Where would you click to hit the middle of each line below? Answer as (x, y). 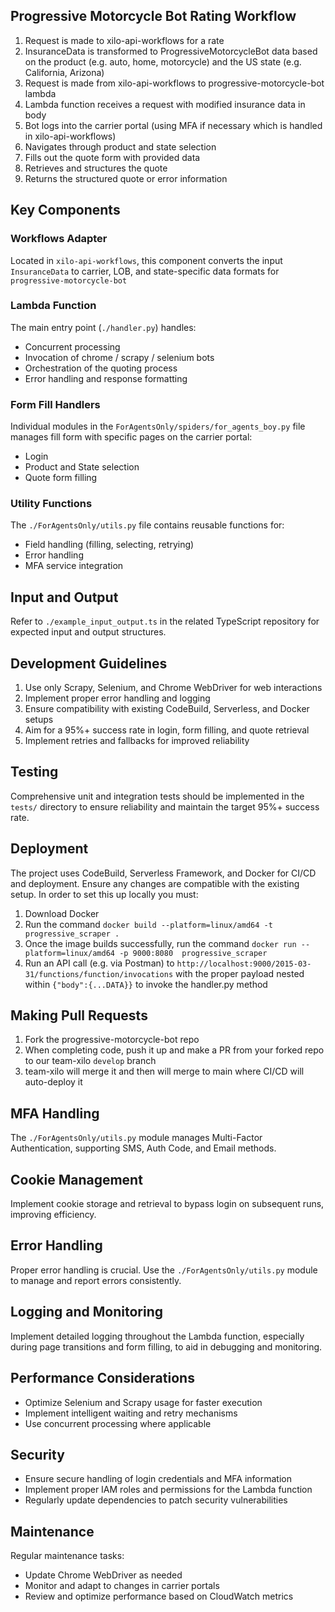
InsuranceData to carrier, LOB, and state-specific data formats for (145, 271)
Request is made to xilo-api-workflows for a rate (124, 40)
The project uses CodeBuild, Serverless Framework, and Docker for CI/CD (163, 873)
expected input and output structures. (88, 632)
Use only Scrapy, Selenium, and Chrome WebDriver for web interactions (173, 688)
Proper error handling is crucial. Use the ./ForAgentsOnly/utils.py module (164, 1270)
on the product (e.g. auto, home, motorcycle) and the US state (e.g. (163, 61)
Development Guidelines (89, 663)
